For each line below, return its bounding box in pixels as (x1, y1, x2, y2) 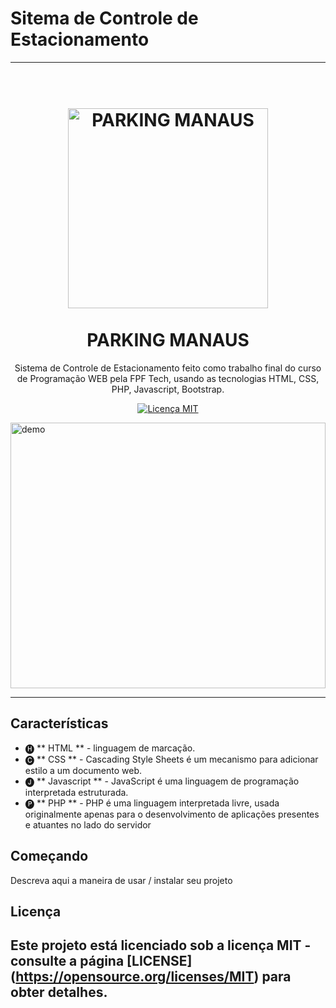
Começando (10, 848, 89, 865)
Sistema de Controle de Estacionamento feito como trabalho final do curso (14, 362, 322, 374)
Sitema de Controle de (10, 7, 199, 30)
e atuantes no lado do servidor (24, 818, 152, 831)
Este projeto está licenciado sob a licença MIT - (10, 937, 312, 954)
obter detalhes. (10, 984, 108, 1001)
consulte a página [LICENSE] (10, 953, 193, 970)
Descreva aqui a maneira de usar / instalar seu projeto (10, 874, 233, 886)
